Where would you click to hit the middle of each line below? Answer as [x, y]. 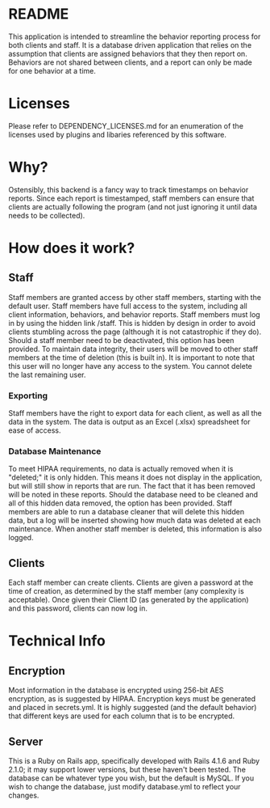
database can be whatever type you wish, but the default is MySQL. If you [131, 778]
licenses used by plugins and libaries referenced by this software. [118, 134]
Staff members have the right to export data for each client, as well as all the [135, 413]
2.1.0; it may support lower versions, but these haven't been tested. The [127, 770]
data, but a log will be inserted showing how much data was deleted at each [135, 520]
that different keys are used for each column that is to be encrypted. [122, 716]
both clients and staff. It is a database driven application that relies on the [130, 44]
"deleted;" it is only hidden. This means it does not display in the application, [135, 477]
